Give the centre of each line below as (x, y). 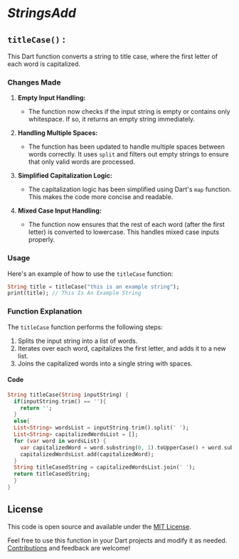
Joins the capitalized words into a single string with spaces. (105, 363)
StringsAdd (42, 13)
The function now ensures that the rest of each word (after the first (127, 225)
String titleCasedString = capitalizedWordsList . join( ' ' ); (105, 467)
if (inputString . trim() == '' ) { (60, 401)
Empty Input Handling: (52, 98)
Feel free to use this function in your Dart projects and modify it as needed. (117, 540)
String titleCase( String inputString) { (68, 395)
